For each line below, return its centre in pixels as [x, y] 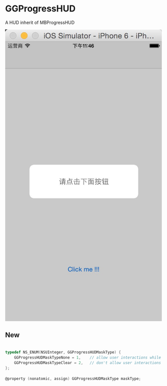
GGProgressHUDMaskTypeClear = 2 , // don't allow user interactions [88, 363]
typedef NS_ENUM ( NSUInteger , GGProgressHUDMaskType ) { [63, 352]
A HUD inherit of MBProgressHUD [40, 22]
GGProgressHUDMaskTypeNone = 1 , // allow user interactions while [88, 358]
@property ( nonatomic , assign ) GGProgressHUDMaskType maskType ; [73, 379]
